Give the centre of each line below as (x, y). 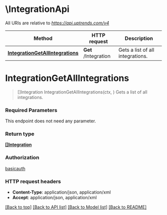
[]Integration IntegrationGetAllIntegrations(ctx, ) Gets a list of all (82, 92)
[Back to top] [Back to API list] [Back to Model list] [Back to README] (76, 207)
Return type (20, 134)
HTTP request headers (33, 181)
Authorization (22, 158)
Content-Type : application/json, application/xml (61, 192)
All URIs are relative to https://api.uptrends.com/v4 (57, 23)
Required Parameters (31, 110)
